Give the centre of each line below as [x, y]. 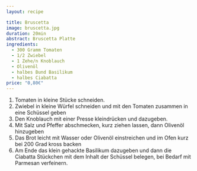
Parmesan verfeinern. [41, 163]
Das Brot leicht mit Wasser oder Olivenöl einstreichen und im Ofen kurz [101, 138]
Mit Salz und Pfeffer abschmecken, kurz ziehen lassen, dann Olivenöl [99, 125]
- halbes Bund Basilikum [42, 72]
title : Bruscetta [28, 22]
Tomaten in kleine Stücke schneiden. [60, 100]
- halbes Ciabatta [34, 78]
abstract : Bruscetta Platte [41, 39]
